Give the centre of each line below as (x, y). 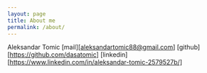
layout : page (27, 14)
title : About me (31, 21)
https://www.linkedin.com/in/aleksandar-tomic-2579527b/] (96, 62)
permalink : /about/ (36, 27)
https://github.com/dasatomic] (54, 55)
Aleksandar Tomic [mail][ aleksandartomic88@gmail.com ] (91, 47)
